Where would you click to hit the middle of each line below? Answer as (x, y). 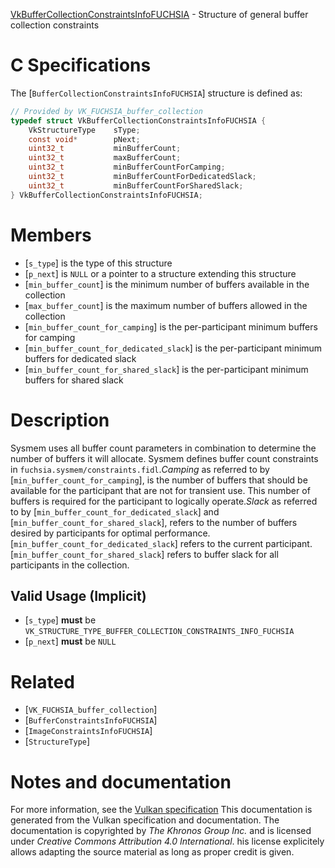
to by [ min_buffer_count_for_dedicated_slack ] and (115, 511)
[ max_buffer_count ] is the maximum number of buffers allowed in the (166, 305)
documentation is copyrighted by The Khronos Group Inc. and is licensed (161, 831)
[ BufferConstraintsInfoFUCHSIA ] (91, 720)
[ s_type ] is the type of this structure (98, 263)
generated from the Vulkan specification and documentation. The (145, 820)
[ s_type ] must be (60, 620)
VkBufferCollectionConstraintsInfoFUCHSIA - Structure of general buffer (159, 14)
